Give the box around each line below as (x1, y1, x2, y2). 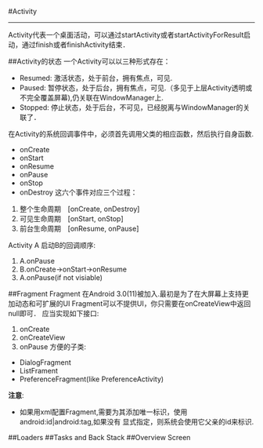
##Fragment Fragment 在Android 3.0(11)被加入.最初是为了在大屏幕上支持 (8, 290, 243, 298)
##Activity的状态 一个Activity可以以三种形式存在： (8, 56, 171, 66)
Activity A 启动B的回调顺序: (8, 241, 96, 249)
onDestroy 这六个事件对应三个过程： (19, 188, 138, 197)
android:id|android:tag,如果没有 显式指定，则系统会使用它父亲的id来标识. (19, 417, 254, 426)
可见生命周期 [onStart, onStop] (19, 214, 124, 223)
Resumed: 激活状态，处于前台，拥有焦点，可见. (19, 74, 173, 82)
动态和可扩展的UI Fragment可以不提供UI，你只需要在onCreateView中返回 (14, 299, 251, 308)
